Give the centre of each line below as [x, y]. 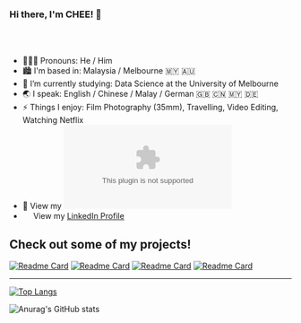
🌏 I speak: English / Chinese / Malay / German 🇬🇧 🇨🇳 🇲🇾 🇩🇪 [140, 94]
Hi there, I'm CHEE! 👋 [56, 14]
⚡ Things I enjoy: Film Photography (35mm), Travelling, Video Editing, [150, 108]
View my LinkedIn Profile [79, 216]
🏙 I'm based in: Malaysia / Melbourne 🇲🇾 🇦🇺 [108, 71]
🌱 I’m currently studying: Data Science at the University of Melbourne [150, 83]
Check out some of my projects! [100, 244]
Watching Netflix [53, 120]
